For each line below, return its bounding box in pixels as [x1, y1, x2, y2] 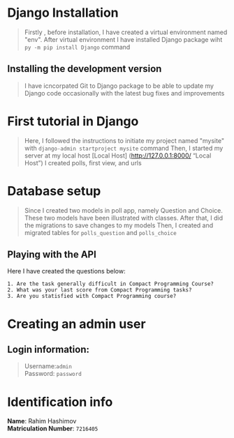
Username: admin [24, 362, 72, 370]
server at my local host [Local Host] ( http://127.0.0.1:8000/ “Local [24, 151, 212, 160]
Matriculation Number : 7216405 [7, 424, 98, 433]
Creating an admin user [7, 316, 146, 332]
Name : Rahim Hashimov [7, 417, 77, 425]
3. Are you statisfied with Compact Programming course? [7, 293, 177, 300]
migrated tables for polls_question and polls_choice [24, 228, 177, 236]
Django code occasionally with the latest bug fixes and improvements [24, 89, 225, 97]
